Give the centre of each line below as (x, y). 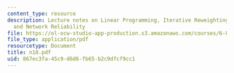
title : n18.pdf (29, 53)
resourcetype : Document (42, 46)
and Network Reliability (49, 26)
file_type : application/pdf (48, 40)
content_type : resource (42, 14)
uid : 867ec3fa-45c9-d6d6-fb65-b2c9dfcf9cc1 (71, 59)
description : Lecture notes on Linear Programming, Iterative (99, 20)
